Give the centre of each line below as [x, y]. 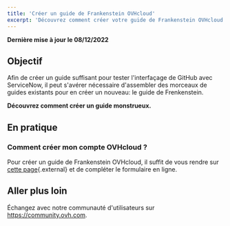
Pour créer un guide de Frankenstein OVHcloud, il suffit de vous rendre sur [113, 162]
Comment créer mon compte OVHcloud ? [77, 147]
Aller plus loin [37, 191]
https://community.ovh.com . [47, 215]
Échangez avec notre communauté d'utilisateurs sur [81, 207]
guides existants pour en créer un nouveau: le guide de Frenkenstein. [105, 92]
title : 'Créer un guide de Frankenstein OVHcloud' [81, 13]
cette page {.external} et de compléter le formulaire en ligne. [92, 169]
